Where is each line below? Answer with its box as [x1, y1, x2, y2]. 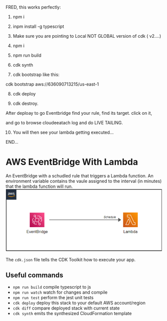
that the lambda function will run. [5, 183, 73, 189]
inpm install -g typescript [12, 23, 64, 29]
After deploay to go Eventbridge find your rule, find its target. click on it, [5, 110, 153, 116]
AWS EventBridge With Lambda [5, 157, 138, 168]
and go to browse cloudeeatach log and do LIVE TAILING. [5, 120, 123, 126]
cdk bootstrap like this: [12, 72, 60, 78]
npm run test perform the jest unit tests [12, 295, 94, 301]
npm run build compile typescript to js [12, 284, 91, 290]
